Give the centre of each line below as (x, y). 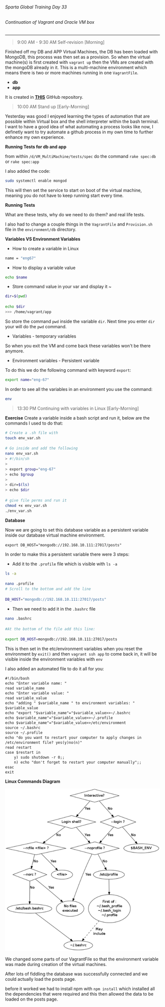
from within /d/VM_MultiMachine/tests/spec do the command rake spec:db (81, 156)
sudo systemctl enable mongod (36, 181)
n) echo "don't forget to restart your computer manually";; (78, 763)
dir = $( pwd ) (16, 296)
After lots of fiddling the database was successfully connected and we (77, 974)
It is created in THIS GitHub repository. (44, 97)
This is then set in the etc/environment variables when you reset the (74, 649)
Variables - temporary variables (44, 336)
